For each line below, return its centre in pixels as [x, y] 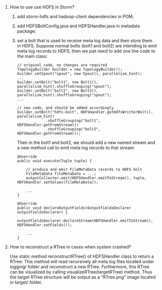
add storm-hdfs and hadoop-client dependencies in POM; [75, 16]
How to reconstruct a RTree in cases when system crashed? [70, 247]
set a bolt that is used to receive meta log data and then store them [85, 41]
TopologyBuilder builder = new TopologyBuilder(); [70, 69]
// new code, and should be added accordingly [65, 108]
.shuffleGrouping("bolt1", [73, 121]
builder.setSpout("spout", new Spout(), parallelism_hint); [80, 74]
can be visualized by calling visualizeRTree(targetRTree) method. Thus [81, 272]
